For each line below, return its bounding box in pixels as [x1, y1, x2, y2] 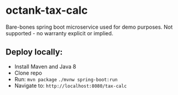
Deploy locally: [5, 47, 63, 57]
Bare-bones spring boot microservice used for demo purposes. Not [5, 23, 173, 30]
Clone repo [14, 69, 43, 76]
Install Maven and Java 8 [14, 63, 76, 70]
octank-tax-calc [5, 4, 88, 17]
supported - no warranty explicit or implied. [5, 29, 114, 36]
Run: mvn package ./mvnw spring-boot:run [14, 75, 118, 82]
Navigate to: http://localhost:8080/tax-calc [14, 82, 127, 89]
